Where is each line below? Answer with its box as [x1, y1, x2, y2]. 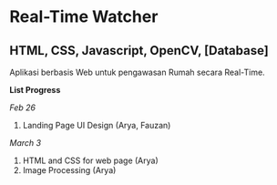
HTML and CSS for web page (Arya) [22, 155, 159, 166]
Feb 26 [9, 102, 36, 113]
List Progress [9, 85, 61, 95]
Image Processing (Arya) [22, 165, 117, 175]
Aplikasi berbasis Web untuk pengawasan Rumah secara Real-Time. [9, 67, 266, 77]
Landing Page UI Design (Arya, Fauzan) [22, 120, 171, 130]
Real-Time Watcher [9, 6, 159, 27]
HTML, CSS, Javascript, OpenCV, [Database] [9, 43, 269, 58]
